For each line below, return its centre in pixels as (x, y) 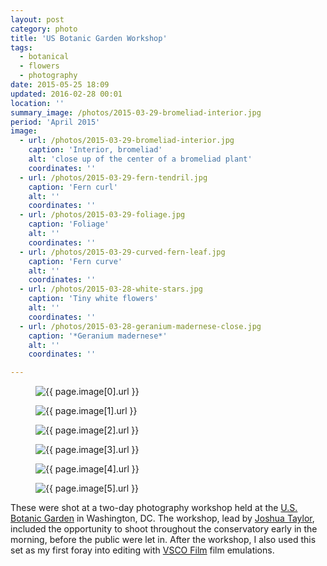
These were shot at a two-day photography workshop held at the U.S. (154, 508)
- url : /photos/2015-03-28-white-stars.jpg (111, 289)
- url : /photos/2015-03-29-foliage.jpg (102, 215)
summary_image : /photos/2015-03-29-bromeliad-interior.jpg (136, 112)
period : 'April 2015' (55, 122)
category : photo (44, 29)
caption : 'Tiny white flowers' (93, 299)
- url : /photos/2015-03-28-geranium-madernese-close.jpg (140, 326)
